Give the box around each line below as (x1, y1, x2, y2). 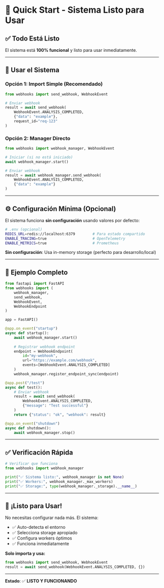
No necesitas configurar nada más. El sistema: (5, 515, 99, 520)
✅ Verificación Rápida (5, 448, 73, 456)
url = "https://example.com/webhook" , (22, 358, 97, 363)
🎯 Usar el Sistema (5, 66, 60, 74)
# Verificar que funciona (5, 461, 58, 466)
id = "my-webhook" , (22, 353, 58, 359)
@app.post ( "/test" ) (5, 380, 45, 385)
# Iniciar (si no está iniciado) (5, 155, 73, 159)
